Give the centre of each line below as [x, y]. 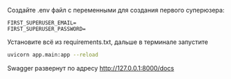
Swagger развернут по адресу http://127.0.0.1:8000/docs [91, 68]
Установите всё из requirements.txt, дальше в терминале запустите [108, 42]
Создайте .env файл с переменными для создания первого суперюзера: [116, 10]
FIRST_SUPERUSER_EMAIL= [42, 23]
